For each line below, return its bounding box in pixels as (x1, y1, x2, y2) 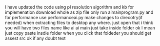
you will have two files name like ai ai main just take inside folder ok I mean (5, 25, 155, 31)
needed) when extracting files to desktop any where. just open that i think (5, 20, 154, 25)
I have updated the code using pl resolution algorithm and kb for (5, 4, 134, 10)
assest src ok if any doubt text (5, 35, 66, 41)
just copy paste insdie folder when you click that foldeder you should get (5, 30, 152, 36)
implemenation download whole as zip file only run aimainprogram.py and (5, 9, 154, 15)
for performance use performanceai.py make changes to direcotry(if (5, 15, 143, 20)
